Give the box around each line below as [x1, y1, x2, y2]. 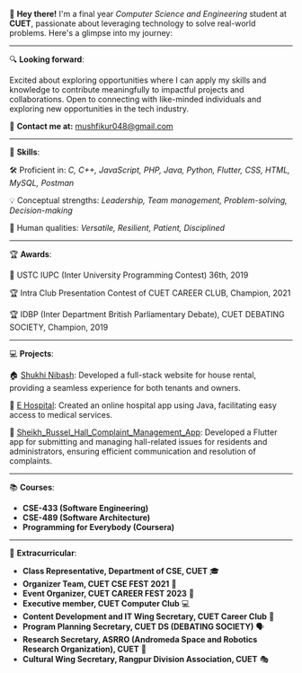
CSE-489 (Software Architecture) [22, 512, 151, 523]
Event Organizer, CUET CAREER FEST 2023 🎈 [22, 589, 195, 598]
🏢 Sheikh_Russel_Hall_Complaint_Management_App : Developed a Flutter [9, 427, 278, 438]
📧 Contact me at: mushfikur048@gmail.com [9, 121, 173, 131]
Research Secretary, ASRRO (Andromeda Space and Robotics [22, 634, 258, 644]
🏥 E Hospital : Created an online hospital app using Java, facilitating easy [9, 400, 277, 411]
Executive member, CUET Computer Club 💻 [22, 598, 191, 608]
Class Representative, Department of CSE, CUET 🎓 [22, 566, 220, 576]
